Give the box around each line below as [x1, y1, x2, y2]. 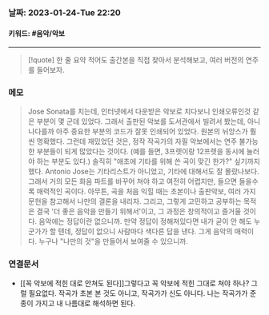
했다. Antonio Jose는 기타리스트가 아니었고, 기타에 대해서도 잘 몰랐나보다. [27, 166, 260, 177]
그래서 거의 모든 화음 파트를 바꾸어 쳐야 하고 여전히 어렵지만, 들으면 [27, 177, 238, 186]
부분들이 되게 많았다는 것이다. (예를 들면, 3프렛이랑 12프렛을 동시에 [36, 146, 245, 157]
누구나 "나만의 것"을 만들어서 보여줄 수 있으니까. [38, 237, 188, 246]
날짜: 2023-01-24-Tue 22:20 [8, 6, 122, 18]
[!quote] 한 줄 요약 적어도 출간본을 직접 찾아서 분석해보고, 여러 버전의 [27, 55, 244, 65]
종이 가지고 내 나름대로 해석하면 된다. [19, 298, 136, 308]
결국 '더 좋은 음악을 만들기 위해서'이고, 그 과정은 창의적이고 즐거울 [36, 206, 242, 217]
